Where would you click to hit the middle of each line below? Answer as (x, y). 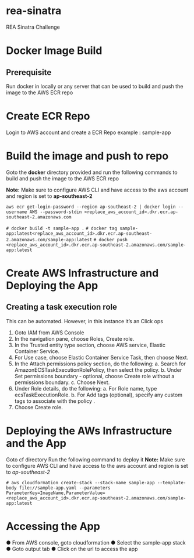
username (17, 212)
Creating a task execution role (62, 307)
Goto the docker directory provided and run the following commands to (92, 172)
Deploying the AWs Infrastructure (89, 431)
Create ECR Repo (48, 116)
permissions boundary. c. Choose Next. (62, 382)
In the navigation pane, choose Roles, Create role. (74, 338)
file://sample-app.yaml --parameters (65, 488)
